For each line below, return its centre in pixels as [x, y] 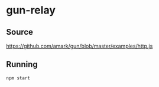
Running [22, 64]
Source [20, 32]
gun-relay [31, 10]
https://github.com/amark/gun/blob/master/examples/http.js [79, 46]
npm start [18, 78]
